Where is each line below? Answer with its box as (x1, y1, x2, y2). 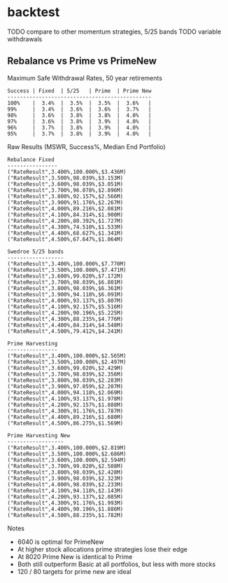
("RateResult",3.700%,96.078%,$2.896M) (7, 186, 124, 193)
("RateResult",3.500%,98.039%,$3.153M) (7, 174, 124, 181)
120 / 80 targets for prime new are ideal (17, 567, 131, 575)
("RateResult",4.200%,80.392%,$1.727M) (7, 217, 124, 224)
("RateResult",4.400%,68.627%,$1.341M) (7, 229, 124, 237)
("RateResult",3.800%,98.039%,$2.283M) (7, 376, 124, 384)
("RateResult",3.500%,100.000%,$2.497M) (7, 358, 127, 365)
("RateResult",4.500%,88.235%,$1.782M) (7, 512, 124, 519)
